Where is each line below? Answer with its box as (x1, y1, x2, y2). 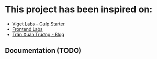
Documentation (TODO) (5, 46, 82, 55)
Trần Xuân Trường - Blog (12, 31, 65, 37)
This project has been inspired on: (5, 4, 153, 15)
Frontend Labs (12, 26, 43, 32)
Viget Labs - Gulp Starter (12, 21, 65, 27)
